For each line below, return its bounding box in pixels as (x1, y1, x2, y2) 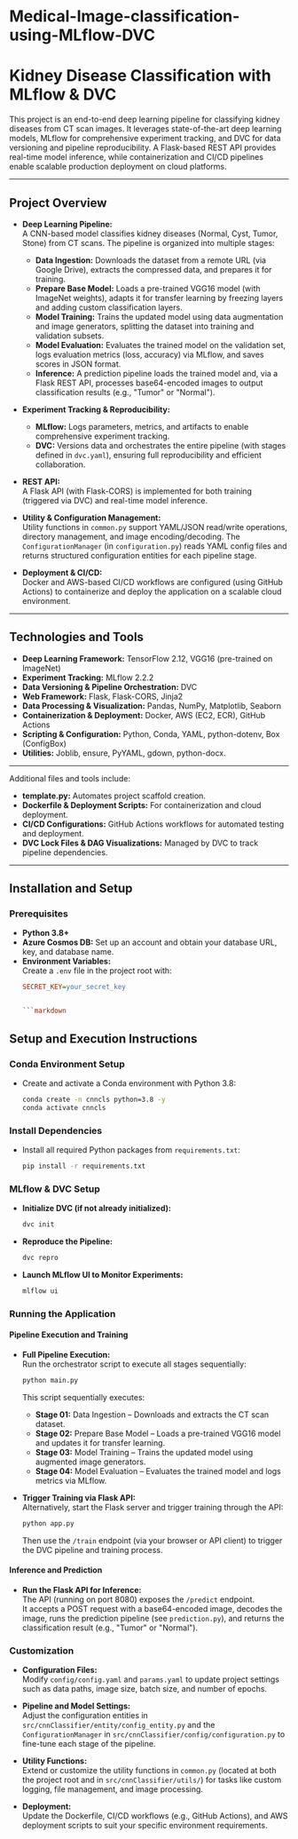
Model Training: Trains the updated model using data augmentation (35, 311, 284, 321)
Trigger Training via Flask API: (21, 1492, 136, 1502)
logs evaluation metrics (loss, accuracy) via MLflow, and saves (35, 349, 264, 360)
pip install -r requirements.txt (21, 1161, 146, 1170)
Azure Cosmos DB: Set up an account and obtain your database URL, (21, 937, 278, 947)
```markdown (21, 1006, 67, 1016)
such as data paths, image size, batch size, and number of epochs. (21, 1684, 268, 1694)
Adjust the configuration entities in (21, 1710, 148, 1721)
